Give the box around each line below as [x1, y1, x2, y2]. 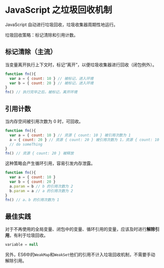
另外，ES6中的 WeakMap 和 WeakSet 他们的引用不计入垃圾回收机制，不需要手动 [5, 252, 156, 257]
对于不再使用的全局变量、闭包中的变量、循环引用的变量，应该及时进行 [5, 226, 147, 232]
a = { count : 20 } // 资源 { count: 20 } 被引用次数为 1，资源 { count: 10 [9, 137, 160, 142]
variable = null [5, 242, 38, 247]
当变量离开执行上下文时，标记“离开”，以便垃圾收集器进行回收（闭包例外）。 [5, 62, 157, 68]
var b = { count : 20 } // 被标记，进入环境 [9, 80, 94, 86]
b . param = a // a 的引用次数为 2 [9, 188, 73, 194]
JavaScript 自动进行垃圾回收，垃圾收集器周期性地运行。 [5, 22, 118, 27]
